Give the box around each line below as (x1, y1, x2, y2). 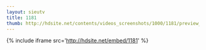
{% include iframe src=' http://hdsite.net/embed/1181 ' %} (6, 37, 149, 45)
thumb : (6, 20, 23, 26)
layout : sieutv (6, 9, 45, 15)
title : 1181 (6, 15, 37, 21)
